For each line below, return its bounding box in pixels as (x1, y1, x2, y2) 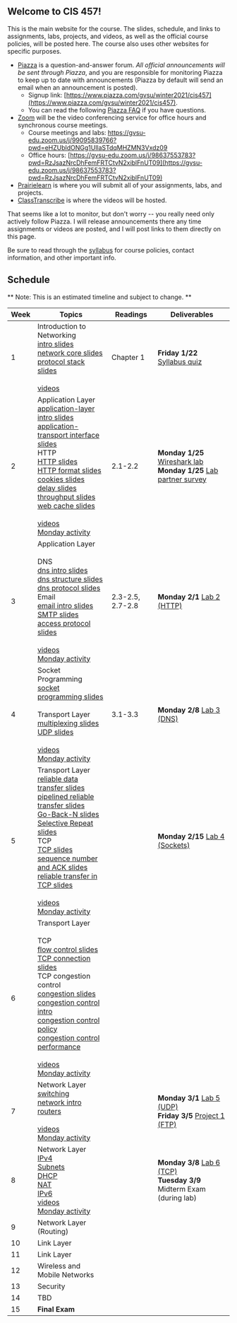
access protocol (37, 618, 91, 628)
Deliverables (170, 309, 214, 319)
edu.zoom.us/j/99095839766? (28, 136, 117, 144)
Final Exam (37, 1304, 75, 1314)
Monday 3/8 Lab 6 (157, 1158, 221, 1167)
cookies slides (37, 474, 85, 484)
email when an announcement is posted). (17, 83, 138, 91)
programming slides (37, 692, 104, 701)
